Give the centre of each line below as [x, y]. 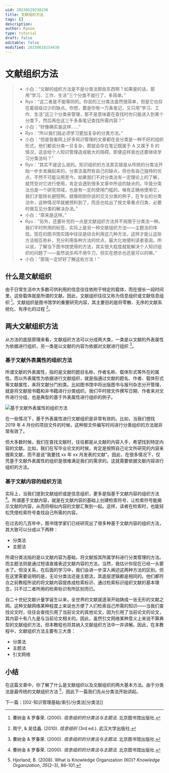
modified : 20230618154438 [32, 47]
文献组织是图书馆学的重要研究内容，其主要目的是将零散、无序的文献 [87, 303]
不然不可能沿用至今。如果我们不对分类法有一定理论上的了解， [98, 177]
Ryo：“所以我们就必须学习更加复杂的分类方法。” [74, 133]
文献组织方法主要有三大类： [47, 631]
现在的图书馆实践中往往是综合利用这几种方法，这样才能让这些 [98, 234]
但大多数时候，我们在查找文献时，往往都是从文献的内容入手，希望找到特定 [82, 442]
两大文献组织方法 [32, 326]
